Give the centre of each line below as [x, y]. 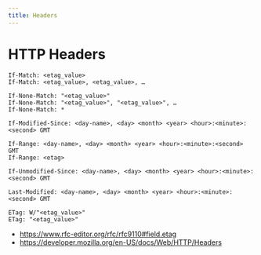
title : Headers [33, 15]
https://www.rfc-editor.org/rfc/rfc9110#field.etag [98, 234]
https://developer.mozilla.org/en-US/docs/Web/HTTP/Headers [120, 242]
